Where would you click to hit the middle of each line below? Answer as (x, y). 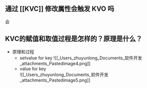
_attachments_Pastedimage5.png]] (55, 80)
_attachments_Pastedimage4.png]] (55, 63)
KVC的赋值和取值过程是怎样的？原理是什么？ (74, 39)
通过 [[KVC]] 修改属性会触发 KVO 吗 (60, 9)
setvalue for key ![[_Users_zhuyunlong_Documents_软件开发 (81, 58)
